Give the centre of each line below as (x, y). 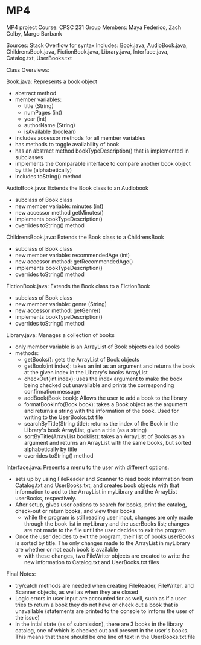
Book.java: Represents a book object (52, 81)
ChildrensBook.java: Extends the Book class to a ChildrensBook (85, 237)
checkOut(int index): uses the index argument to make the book (103, 379)
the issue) (27, 617)
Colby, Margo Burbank (34, 33)
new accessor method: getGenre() (58, 310)
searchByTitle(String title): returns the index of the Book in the (101, 423)
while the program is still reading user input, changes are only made (108, 517)
